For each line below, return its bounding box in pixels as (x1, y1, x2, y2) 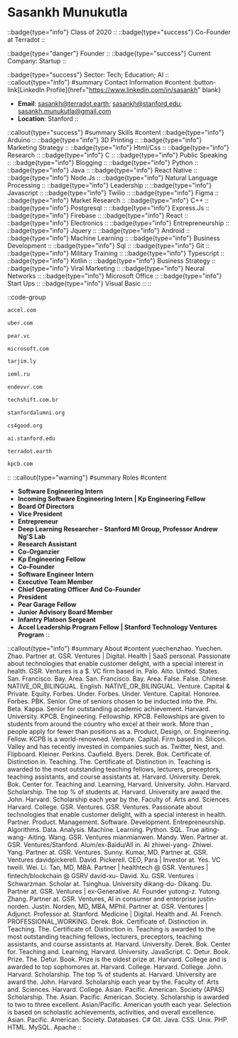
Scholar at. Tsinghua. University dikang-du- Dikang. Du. (48, 880, 212, 888)
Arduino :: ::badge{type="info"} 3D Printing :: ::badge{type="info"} (7, 136, 202, 144)
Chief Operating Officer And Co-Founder (17, 585, 141, 594)
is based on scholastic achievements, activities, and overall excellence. (7, 1008, 215, 1017)
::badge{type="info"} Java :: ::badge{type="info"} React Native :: (7, 166, 198, 174)
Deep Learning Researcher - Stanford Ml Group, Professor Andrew (17, 525, 218, 534)
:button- (192, 77, 217, 86)
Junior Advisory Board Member (17, 608, 113, 617)
